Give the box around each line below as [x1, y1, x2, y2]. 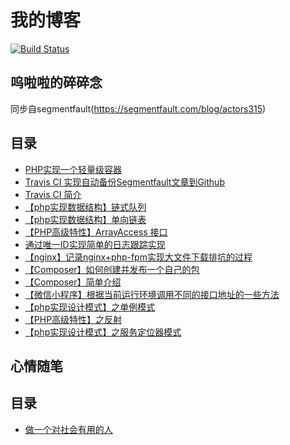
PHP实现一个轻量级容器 [24, 163, 123, 175]
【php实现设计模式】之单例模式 [24, 301, 156, 313]
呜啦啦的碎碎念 [10, 74, 103, 91]
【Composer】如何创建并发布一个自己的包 [24, 263, 200, 275]
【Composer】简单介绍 [24, 276, 122, 288]
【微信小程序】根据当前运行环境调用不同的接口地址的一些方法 [24, 288, 280, 300]
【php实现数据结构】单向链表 [24, 213, 147, 225]
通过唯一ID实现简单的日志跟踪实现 [24, 238, 166, 250]
